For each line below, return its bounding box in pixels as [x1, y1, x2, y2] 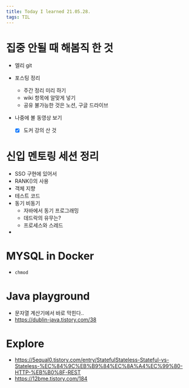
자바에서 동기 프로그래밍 [23, 207, 79, 214]
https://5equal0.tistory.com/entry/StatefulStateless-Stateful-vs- [14, 356, 170, 363]
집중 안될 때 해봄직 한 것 [6, 41, 114, 55]
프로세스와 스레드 [23, 222, 64, 229]
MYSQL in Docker [6, 249, 94, 262]
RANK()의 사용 [14, 177, 49, 185]
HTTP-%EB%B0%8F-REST [14, 369, 81, 376]
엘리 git [14, 62, 32, 69]
